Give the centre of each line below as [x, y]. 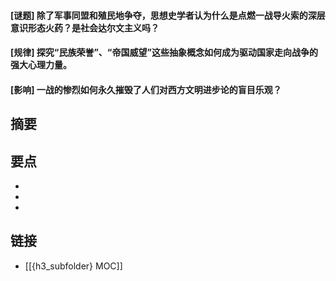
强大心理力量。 [41, 65]
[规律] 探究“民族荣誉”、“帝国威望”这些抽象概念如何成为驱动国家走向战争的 [164, 52]
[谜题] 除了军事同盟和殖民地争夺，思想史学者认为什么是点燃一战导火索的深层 [168, 15]
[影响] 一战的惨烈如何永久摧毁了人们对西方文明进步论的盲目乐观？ [146, 89]
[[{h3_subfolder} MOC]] [73, 266]
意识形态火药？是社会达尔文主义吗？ [85, 27]
